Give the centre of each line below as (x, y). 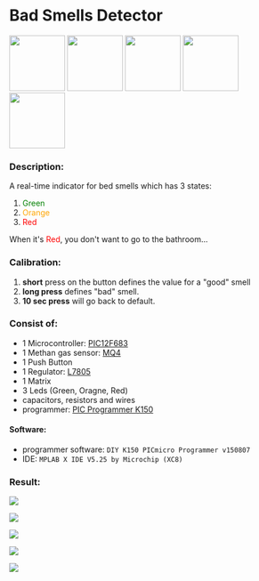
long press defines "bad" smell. (81, 291)
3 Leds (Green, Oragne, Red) (75, 390)
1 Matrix (36, 381)
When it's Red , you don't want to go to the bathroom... (109, 239)
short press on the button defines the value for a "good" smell (136, 282)
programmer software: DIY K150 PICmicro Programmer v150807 (136, 449)
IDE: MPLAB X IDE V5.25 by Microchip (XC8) (102, 459)
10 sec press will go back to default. (89, 301)
